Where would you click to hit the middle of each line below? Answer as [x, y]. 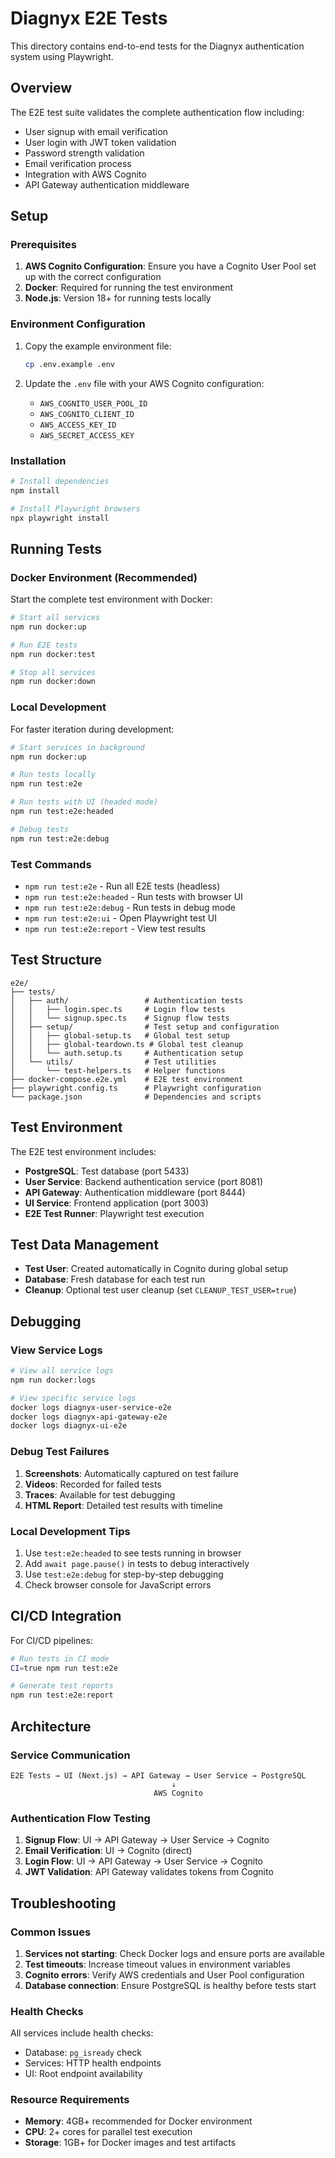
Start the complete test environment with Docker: [111, 599]
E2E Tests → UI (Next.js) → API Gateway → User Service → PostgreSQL [158, 1775]
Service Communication [70, 1755]
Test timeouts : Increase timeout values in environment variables [157, 1964]
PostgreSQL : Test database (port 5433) [107, 1171]
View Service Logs [56, 1350]
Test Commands [51, 864]
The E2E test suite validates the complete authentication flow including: [157, 112]
